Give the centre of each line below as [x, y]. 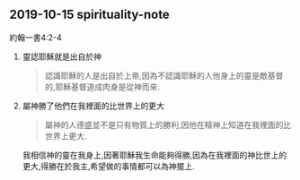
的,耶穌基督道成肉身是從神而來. [102, 86]
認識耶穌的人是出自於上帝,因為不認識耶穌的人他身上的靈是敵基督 [164, 75]
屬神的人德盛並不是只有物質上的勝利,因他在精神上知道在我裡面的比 [168, 124]
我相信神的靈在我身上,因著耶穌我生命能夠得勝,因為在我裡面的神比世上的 [154, 155]
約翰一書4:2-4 [36, 37]
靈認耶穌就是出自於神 [62, 56]
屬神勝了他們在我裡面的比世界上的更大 [93, 106]
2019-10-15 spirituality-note [90, 15]
